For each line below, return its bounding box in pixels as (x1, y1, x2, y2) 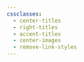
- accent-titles (13, 30, 61, 38)
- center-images (13, 37, 61, 44)
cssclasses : (6, 10, 42, 18)
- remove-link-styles (13, 43, 78, 51)
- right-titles (13, 24, 58, 31)
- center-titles (13, 17, 61, 24)
